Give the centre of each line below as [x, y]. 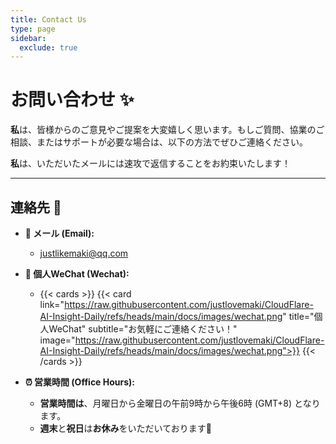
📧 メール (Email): [59, 233]
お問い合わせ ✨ [72, 100]
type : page [33, 29]
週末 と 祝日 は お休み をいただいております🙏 [125, 428]
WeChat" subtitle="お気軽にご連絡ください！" [143, 329]
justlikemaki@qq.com [84, 253]
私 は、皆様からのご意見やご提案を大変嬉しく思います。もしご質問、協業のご [167, 130]
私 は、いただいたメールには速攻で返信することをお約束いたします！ [150, 163]
